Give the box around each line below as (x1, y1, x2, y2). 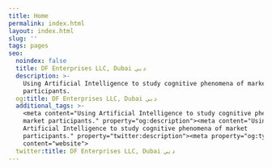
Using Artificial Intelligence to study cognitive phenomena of (23, 79, 244, 87)
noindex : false (15, 57, 67, 65)
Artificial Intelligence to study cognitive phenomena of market (23, 124, 249, 132)
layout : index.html (8, 27, 74, 35)
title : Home (8, 11, 49, 20)
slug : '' (8, 34, 38, 43)
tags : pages (8, 42, 49, 50)
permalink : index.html (8, 19, 85, 27)
